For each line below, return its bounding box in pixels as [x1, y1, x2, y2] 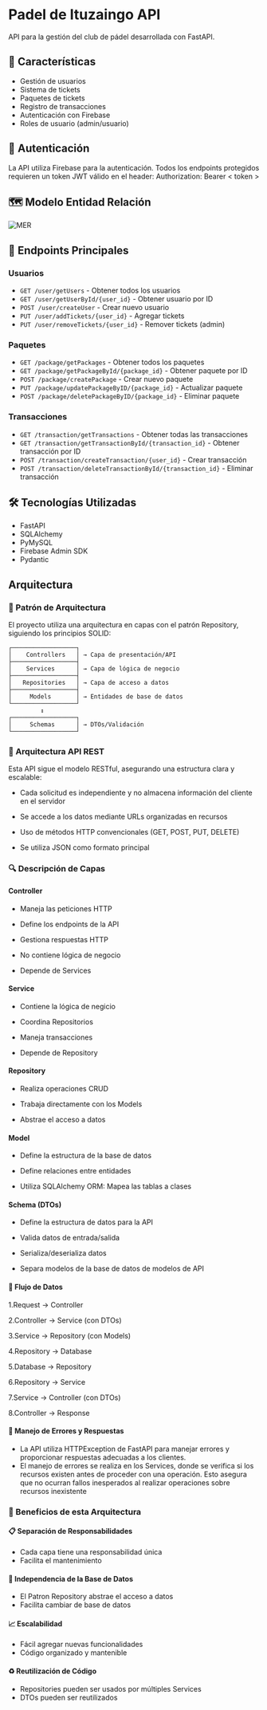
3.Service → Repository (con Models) [8, 1331, 132, 1340]
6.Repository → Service [8, 1377, 86, 1386]
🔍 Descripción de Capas [8, 863, 106, 875]
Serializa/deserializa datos [19, 1248, 107, 1258]
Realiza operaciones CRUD [19, 1083, 109, 1093]
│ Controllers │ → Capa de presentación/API [8, 651, 177, 659]
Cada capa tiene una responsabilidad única [19, 1547, 163, 1556]
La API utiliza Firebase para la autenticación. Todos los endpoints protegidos [8, 163, 260, 172]
